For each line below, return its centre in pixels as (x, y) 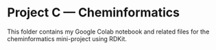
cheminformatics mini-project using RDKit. (67, 38)
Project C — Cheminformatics (94, 13)
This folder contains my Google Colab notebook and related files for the (108, 32)
